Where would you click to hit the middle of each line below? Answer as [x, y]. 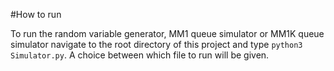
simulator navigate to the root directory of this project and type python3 [156, 44]
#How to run [36, 14]
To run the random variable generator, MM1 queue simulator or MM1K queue [167, 33]
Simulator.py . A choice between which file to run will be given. [140, 55]
